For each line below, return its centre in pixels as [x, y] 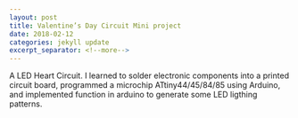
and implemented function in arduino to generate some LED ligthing [133, 95]
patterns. [26, 104]
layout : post [33, 17]
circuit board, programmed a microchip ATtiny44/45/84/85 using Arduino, [145, 85]
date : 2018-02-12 [41, 34]
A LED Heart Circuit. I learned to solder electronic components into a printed [149, 75]
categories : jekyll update [59, 42]
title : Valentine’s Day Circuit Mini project [95, 26]
